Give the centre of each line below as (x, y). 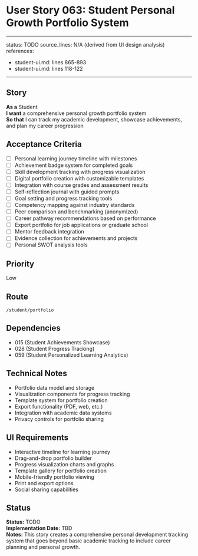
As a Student (22, 107)
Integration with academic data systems (63, 413)
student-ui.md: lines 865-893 (50, 62)
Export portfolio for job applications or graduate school (81, 225)
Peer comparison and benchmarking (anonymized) (76, 212)
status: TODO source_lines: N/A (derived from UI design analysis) (85, 44)
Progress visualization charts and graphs (64, 464)
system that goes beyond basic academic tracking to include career (88, 541)
